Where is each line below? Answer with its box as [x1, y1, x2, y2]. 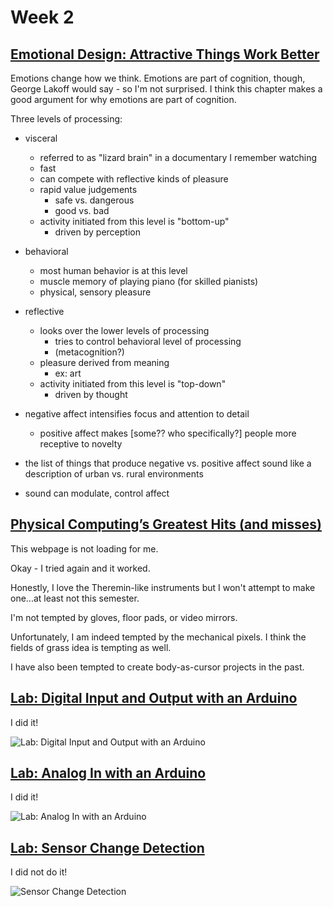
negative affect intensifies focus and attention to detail [24, 408, 250, 420]
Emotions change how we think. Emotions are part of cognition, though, [10, 72, 306, 84]
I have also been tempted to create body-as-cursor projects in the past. [10, 661, 305, 673]
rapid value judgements [39, 184, 138, 195]
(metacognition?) [54, 346, 125, 358]
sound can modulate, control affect [24, 487, 170, 499]
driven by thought [54, 389, 128, 400]
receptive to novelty [39, 438, 123, 450]
